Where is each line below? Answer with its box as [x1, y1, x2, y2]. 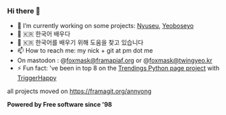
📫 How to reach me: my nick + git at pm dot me [16, 47, 153, 55]
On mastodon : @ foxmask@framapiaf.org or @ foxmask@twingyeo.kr [16, 56, 213, 64]
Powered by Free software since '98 [7, 101, 112, 109]
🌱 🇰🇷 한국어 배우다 [16, 30, 71, 38]
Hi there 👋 [7, 6, 41, 16]
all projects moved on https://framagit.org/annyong [7, 87, 152, 95]
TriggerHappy [16, 74, 57, 82]
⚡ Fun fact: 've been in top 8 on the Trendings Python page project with [16, 64, 220, 73]
